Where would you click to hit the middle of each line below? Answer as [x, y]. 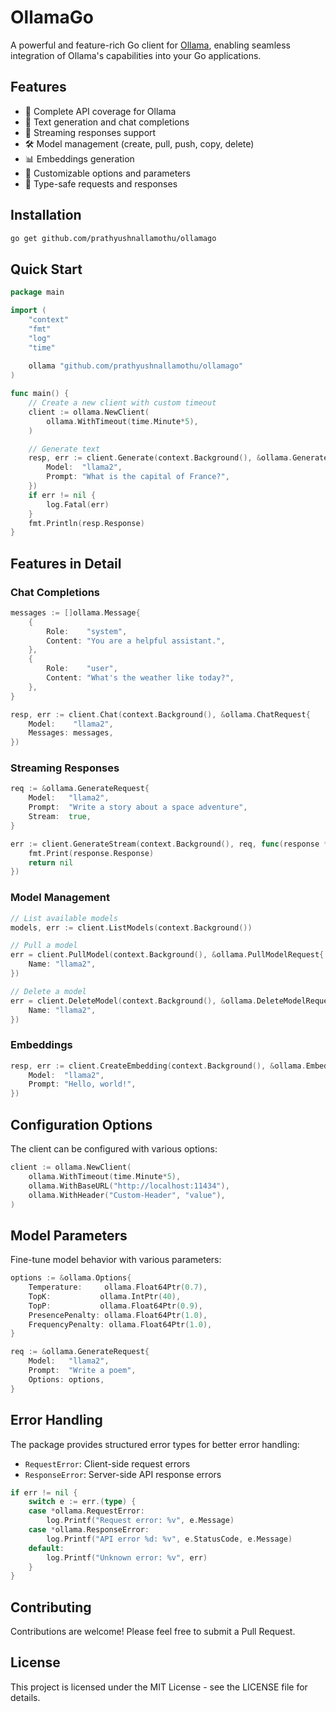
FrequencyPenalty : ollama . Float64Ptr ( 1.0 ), [120, 1324]
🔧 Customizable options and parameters [107, 173]
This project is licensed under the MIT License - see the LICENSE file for [159, 1687]
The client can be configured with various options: [114, 1149]
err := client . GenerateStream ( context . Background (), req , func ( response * [169, 844]
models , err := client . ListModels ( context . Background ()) [131, 927]
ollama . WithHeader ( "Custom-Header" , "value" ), [127, 1195]
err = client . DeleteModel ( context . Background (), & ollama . [133, 1001]
